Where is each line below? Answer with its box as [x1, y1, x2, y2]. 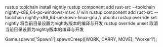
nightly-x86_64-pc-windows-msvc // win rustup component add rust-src [5, 9, 153, 15]
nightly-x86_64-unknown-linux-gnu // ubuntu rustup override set [25, 15, 157, 20]
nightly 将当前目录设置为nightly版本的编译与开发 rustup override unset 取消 [5, 21, 158, 26]
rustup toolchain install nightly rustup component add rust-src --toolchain [5, 4, 155, 10]
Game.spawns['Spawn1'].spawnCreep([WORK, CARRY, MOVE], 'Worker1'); [5, 36, 157, 42]
